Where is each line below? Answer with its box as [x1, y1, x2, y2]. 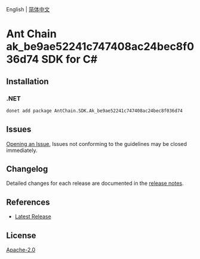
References [6, 197, 50, 207]
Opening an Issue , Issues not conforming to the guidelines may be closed [6, 140, 187, 147]
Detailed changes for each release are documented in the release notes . [6, 179, 184, 187]
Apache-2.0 [6, 246, 36, 253]
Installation [6, 76, 49, 86]
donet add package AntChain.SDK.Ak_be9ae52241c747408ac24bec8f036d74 [6, 108, 183, 114]
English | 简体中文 [6, 6, 50, 13]
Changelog [6, 164, 48, 174]
